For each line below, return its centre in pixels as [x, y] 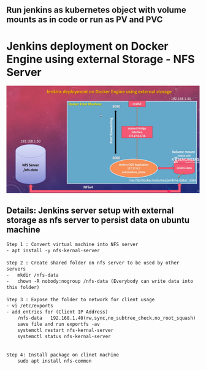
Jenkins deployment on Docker [87, 46]
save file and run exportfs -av [59, 325]
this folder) [23, 288]
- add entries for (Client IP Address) [57, 312]
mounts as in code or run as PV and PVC [85, 20]
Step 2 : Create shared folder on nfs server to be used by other [93, 263]
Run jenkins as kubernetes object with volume [97, 10]
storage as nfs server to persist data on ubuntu [98, 220]
